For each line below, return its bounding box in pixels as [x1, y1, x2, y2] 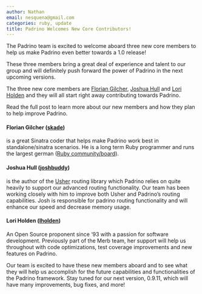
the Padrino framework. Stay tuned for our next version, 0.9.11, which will [6, 274, 189, 282]
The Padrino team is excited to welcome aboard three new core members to [6, 42, 197, 50]
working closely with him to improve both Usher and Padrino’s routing [6, 190, 180, 198]
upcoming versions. [6, 73, 56, 81]
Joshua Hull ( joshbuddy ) [6, 164, 70, 172]
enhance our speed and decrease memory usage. [6, 203, 132, 210]
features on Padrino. [6, 250, 58, 257]
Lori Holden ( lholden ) [6, 217, 61, 224]
